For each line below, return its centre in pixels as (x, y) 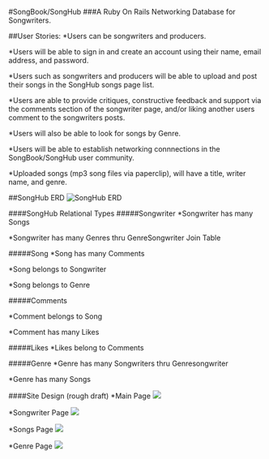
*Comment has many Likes (54, 332)
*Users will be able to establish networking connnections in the (114, 149)
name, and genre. (38, 182)
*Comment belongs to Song (56, 316)
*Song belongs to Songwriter (58, 269)
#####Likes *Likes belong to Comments (76, 347)
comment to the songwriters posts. (67, 118)
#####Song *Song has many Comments (77, 253)
